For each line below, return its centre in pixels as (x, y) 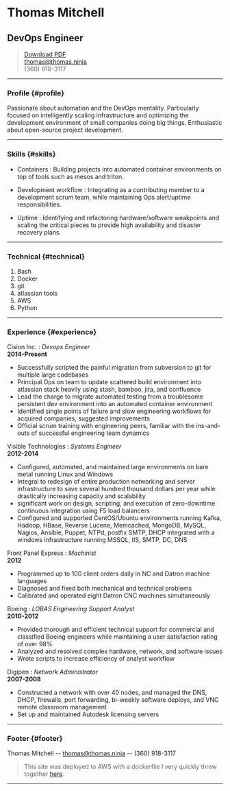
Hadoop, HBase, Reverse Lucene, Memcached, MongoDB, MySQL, (112, 526)
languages (32, 581)
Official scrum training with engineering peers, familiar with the (106, 426)
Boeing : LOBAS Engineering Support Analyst (71, 609)
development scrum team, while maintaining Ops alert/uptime (104, 197)
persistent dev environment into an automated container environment (115, 404)
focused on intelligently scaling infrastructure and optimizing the (98, 115)
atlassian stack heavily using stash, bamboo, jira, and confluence (109, 390)
